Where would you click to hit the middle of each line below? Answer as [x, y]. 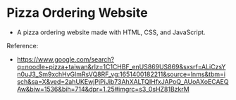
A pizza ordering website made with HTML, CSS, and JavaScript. [111, 32]
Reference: [23, 45]
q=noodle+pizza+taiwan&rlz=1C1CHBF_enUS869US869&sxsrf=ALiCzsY [121, 66]
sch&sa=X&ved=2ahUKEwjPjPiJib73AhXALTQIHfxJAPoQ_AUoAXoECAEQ [123, 81]
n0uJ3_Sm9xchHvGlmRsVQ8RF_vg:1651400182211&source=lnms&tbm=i [121, 74]
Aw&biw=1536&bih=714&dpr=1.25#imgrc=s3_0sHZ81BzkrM [103, 89]
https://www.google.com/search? [65, 59]
